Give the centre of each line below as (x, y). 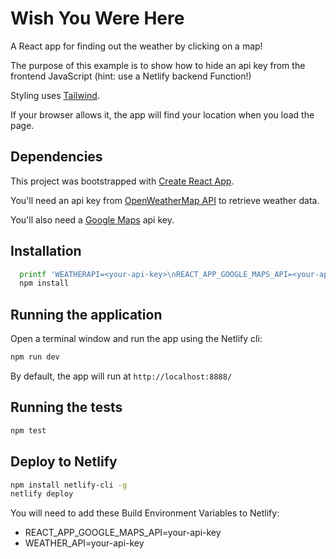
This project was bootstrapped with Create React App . (122, 181)
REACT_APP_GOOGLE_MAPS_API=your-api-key (123, 533)
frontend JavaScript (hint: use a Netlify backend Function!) (131, 76)
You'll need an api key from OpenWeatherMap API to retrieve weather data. (165, 200)
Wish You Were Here (97, 18)
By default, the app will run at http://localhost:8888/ (121, 376)
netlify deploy (42, 494)
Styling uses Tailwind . (55, 95)
